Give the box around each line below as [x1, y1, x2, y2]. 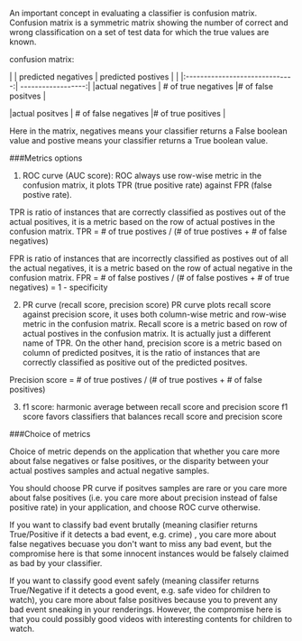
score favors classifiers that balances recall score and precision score [22, 411, 283, 422]
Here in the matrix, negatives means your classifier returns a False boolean [9, 125, 288, 136]
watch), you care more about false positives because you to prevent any [9, 595, 278, 605]
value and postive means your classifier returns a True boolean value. [9, 135, 269, 145]
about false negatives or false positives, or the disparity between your [9, 456, 270, 466]
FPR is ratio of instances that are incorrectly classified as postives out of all [9, 253, 288, 264]
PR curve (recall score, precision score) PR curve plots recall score [22, 300, 271, 310]
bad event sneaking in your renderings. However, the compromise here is [9, 604, 282, 615]
